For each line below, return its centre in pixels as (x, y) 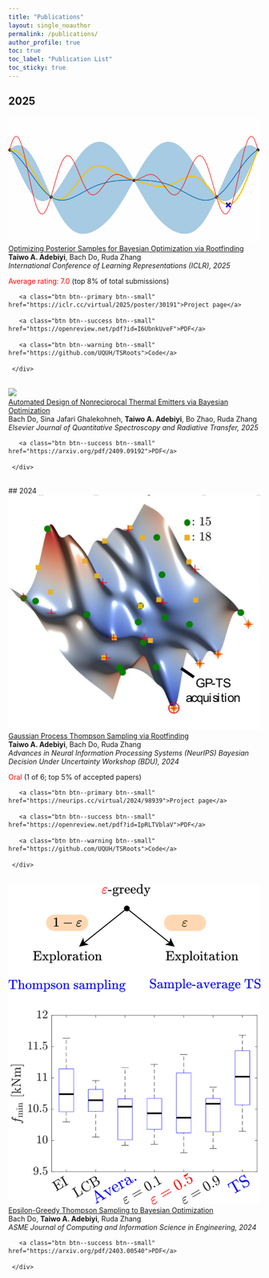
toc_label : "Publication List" (60, 59)
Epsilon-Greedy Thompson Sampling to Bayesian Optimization (111, 1211)
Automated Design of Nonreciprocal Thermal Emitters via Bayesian (118, 402)
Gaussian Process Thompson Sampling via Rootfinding (99, 736)
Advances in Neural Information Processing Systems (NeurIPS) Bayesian (129, 753)
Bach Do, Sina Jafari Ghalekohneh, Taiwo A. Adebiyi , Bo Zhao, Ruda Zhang (133, 419)
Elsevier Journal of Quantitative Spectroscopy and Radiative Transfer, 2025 (133, 427)
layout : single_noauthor (50, 25)
